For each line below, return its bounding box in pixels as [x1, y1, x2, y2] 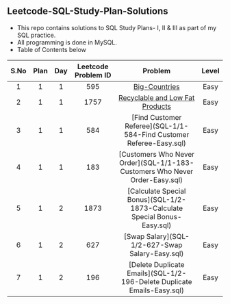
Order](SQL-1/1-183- [118, 157, 194, 167]
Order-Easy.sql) [130, 175, 183, 184]
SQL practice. [16, 31, 56, 39]
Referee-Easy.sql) [127, 138, 187, 148]
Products [142, 101, 171, 111]
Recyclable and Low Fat [118, 92, 195, 102]
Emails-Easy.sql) [129, 286, 185, 295]
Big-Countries [133, 81, 180, 91]
